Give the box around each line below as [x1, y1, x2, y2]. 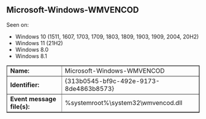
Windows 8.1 [15, 52, 47, 60]
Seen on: [6, 21, 29, 28]
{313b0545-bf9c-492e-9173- [64, 76, 160, 85]
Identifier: [10, 81, 40, 89]
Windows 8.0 [15, 46, 49, 53]
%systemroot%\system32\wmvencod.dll [64, 98, 183, 107]
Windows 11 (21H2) [15, 39, 63, 46]
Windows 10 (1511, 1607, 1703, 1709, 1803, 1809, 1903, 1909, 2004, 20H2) [15, 33, 199, 40]
